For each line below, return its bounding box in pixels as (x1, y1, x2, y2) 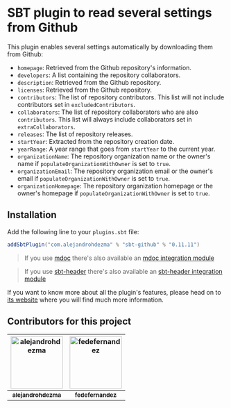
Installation (7, 209, 57, 221)
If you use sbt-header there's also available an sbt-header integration (24, 267, 223, 275)
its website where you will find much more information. (7, 295, 164, 304)
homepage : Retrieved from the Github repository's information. (17, 63, 192, 72)
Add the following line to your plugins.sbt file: (7, 227, 139, 236)
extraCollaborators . (17, 122, 76, 131)
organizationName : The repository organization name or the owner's (17, 152, 211, 161)
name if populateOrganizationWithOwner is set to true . (17, 159, 171, 168)
